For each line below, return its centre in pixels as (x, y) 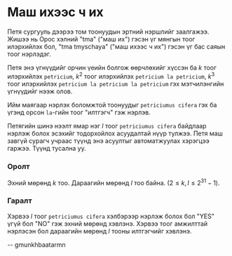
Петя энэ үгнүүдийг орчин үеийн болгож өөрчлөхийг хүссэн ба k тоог (112, 67)
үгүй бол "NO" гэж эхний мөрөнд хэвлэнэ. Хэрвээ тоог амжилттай (108, 223)
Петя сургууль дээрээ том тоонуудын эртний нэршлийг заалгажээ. (108, 32)
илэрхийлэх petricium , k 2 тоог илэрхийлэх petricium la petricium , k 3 (111, 76)
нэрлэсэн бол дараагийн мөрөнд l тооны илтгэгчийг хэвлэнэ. (100, 231)
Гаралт (20, 201)
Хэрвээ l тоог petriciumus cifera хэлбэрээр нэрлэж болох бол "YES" (111, 216)
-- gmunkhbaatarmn (37, 244)
